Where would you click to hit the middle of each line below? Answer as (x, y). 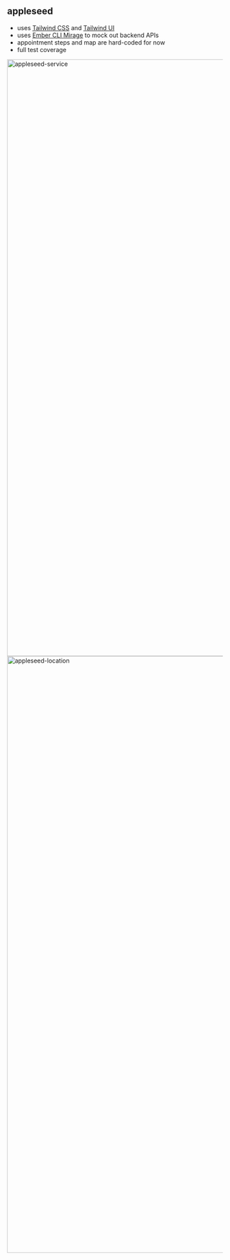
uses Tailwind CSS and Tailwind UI (66, 27)
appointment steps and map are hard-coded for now (91, 42)
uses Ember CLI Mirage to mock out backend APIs (88, 35)
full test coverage (42, 49)
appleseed (30, 11)
